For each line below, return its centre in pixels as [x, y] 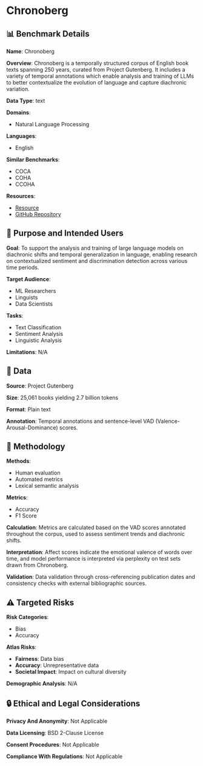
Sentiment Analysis [39, 333]
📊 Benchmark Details [48, 34]
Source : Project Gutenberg [40, 386]
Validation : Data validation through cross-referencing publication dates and [101, 577]
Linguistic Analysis [38, 340]
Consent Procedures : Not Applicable [53, 745]
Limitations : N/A [27, 352]
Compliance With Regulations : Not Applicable [65, 756]
